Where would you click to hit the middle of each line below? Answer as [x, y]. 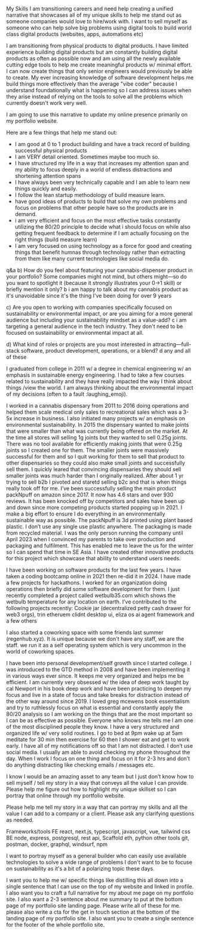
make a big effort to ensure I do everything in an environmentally [86, 514]
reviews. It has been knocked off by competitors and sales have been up [96, 501]
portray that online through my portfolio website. [66, 795]
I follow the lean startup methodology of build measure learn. [90, 195]
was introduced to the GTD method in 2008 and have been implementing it [98, 669]
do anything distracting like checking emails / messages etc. [81, 765]
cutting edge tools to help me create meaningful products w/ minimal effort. [99, 65]
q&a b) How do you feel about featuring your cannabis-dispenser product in [99, 270]
